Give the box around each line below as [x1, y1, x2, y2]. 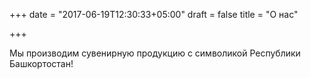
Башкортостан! [9, 58, 74, 69]
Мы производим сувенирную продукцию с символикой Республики [9, 47, 301, 59]
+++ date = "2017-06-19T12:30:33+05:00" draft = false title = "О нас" [9, 9, 299, 20]
